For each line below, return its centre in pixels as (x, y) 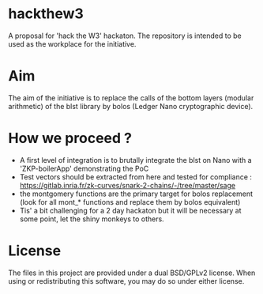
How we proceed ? (70, 138)
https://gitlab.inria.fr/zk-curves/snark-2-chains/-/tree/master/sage (127, 185)
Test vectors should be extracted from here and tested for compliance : (136, 177)
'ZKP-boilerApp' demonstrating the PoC (84, 168)
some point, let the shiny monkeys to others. (92, 219)
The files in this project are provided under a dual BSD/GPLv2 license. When (132, 273)
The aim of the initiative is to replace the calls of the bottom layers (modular (131, 98)
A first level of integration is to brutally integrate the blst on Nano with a (135, 160)
